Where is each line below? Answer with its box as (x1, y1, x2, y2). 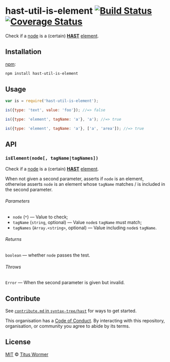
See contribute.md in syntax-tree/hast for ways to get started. (5, 308, 137, 314)
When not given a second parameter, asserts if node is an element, (5, 176, 144, 182)
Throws (5, 264, 21, 270)
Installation (5, 47, 42, 56)
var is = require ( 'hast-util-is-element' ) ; (5, 98, 99, 104)
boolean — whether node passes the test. (5, 252, 90, 258)
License (5, 338, 31, 346)
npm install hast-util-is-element (5, 71, 79, 76)
